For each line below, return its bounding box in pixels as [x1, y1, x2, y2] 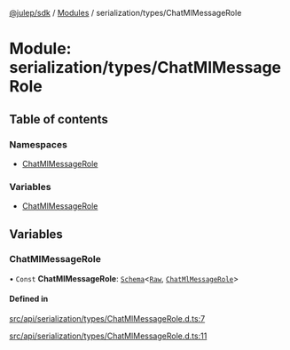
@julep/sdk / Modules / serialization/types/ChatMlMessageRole [9, 8, 242, 18]
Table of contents [9, 111, 108, 127]
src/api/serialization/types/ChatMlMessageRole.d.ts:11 [9, 330, 208, 341]
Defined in [9, 293, 49, 305]
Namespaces [9, 138, 68, 150]
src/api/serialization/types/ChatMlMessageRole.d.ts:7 [9, 314, 206, 324]
